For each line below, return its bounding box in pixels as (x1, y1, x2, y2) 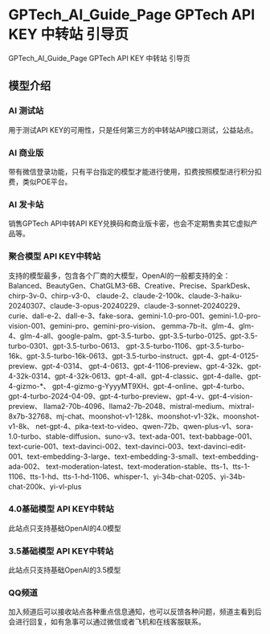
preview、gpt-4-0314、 (8, 361, 87, 370)
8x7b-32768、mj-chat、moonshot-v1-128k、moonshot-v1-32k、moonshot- (8, 411, 260, 421)
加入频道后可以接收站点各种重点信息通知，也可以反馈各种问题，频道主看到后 (8, 607, 262, 616)
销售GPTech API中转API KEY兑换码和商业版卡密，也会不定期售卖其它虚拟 (8, 219, 251, 228)
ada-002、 (8, 461, 44, 471)
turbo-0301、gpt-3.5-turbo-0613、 (8, 341, 125, 350)
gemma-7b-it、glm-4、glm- (161, 321, 255, 330)
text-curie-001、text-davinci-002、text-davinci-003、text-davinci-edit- (8, 441, 247, 451)
